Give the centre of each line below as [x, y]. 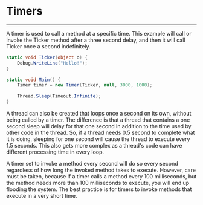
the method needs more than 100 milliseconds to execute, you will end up [98, 183]
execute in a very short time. [42, 196]
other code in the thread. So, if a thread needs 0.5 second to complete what [101, 133]
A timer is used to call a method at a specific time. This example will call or [99, 33]
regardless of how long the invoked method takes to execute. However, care [101, 170]
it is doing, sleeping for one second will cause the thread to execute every [98, 139]
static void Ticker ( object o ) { [47, 57]
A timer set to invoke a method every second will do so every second [92, 164]
